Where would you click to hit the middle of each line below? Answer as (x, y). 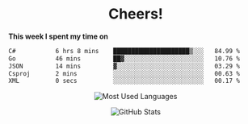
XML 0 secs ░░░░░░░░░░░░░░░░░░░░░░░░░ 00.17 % (124, 81)
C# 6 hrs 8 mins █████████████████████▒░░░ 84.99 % (124, 51)
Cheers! (136, 14)
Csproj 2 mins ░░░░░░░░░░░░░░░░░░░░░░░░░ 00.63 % (124, 73)
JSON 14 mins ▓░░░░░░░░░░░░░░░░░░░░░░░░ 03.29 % (124, 66)
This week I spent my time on (59, 36)
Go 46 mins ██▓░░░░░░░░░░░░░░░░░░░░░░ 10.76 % (124, 58)
